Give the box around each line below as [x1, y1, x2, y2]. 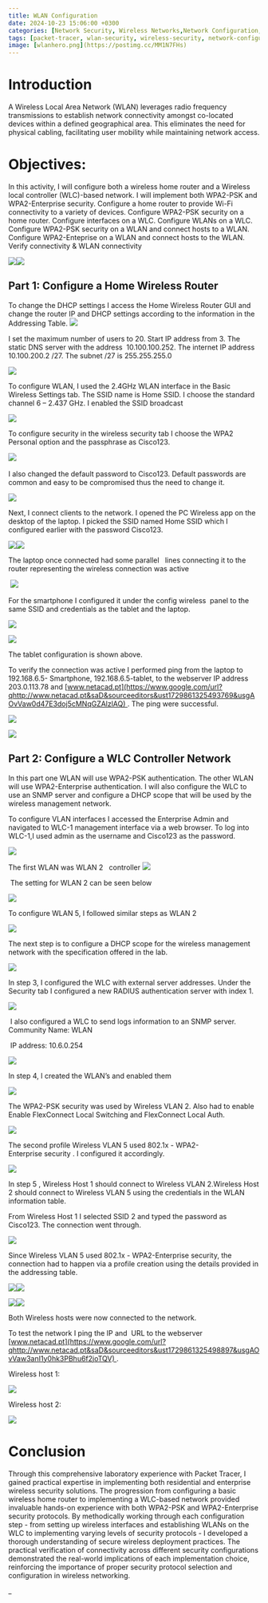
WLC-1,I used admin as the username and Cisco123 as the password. [8, 831, 236, 840]
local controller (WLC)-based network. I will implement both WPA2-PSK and [8, 191, 258, 199]
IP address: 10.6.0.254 [10, 1040, 84, 1050]
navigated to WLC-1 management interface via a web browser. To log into [8, 823, 250, 832]
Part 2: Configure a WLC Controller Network [8, 752, 231, 766]
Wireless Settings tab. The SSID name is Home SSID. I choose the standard [8, 389, 255, 399]
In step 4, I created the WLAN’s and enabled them [8, 1071, 171, 1080]
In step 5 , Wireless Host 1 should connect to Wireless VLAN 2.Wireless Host [8, 1179, 259, 1189]
